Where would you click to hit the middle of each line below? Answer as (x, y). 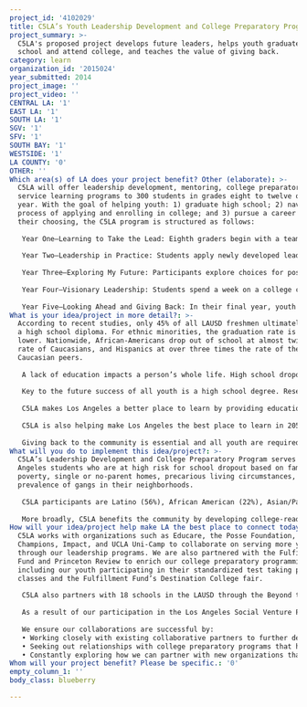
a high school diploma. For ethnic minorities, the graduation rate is (157, 332)
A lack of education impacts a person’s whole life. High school (148, 375)
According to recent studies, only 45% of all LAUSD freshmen (138, 324)
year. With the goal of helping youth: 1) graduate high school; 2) (151, 205)
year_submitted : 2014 (51, 78)
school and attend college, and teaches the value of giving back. (149, 52)
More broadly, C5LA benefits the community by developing (134, 519)
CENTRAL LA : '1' (40, 103)
